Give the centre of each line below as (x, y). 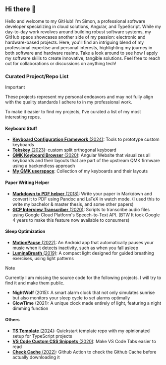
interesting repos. (23, 117)
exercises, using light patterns (43, 258)
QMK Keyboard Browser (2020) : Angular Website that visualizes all (81, 155)
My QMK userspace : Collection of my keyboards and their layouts (80, 171)
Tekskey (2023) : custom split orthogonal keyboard (64, 150)
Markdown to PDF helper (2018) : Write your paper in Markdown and (82, 193)
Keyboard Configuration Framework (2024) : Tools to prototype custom (86, 139)
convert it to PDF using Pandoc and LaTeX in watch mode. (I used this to (86, 199)
